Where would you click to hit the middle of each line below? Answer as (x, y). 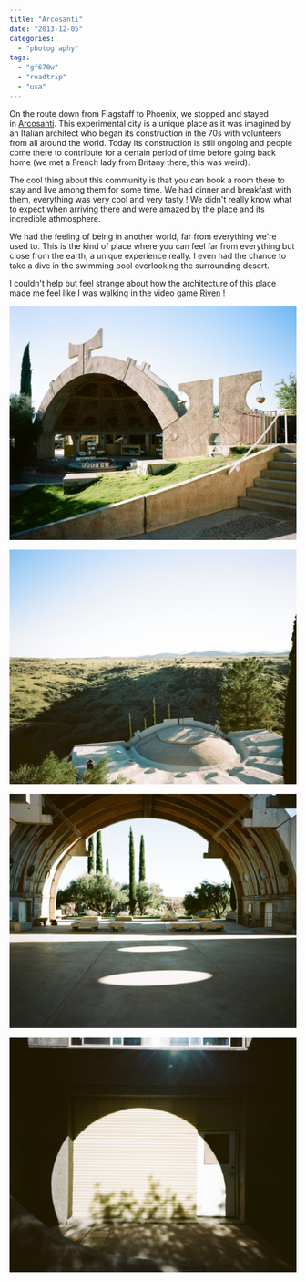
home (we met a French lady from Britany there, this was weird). (130, 162)
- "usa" (32, 87)
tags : (20, 58)
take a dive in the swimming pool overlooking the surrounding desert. (140, 266)
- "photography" (48, 48)
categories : (32, 38)
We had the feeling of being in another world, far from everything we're (143, 236)
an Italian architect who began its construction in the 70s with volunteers (146, 133)
